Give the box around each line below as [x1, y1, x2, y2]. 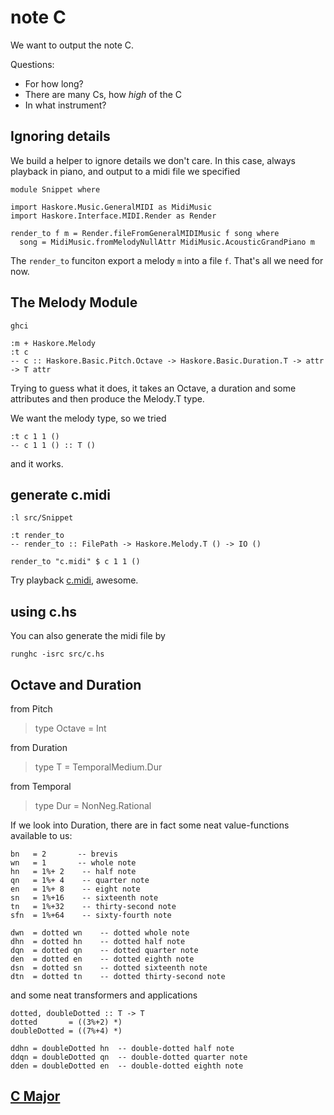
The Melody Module [10, 294, 138, 311]
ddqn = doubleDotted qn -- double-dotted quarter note [10, 1052, 248, 1062]
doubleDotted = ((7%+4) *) [10, 1026, 123, 1036]
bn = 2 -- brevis [10, 849, 118, 859]
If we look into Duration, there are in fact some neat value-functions [10, 819, 290, 831]
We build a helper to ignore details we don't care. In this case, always [10, 154, 296, 166]
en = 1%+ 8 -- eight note [10, 884, 141, 894]
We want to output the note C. [10, 39, 135, 51]
